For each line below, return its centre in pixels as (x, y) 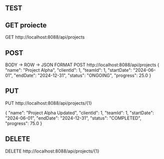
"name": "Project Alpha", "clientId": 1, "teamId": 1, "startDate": (69, 70)
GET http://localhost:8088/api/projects (45, 37)
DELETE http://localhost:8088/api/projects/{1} (52, 151)
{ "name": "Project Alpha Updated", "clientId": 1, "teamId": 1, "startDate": (79, 113)
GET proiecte (26, 25)
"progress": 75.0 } (24, 123)
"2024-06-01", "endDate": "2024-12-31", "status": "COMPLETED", (73, 118)
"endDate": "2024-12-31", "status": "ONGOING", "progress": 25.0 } (82, 76)
